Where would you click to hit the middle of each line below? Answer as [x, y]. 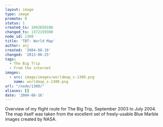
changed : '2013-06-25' [28, 55]
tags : [10, 59]
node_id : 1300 [19, 37]
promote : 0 [16, 18]
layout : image [19, 9]
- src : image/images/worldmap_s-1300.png [52, 77]
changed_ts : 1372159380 [29, 32]
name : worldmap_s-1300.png [41, 81]
